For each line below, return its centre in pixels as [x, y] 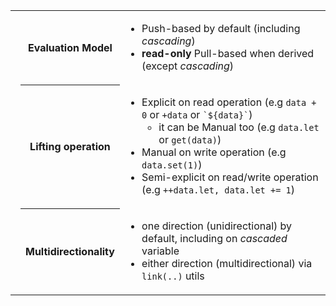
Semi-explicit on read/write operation [230, 177]
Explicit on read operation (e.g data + [229, 102]
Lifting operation [70, 146]
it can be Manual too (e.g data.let [239, 127]
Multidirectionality [70, 252]
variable [160, 251]
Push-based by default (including [221, 28]
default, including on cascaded [214, 238]
